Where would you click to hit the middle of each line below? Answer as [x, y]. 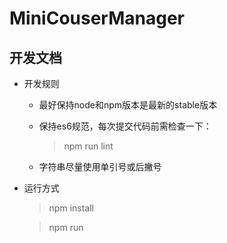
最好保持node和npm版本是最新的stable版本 [128, 105]
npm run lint [88, 146]
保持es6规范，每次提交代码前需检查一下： [125, 126]
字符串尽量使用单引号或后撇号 [100, 166]
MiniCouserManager [97, 18]
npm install [71, 208]
